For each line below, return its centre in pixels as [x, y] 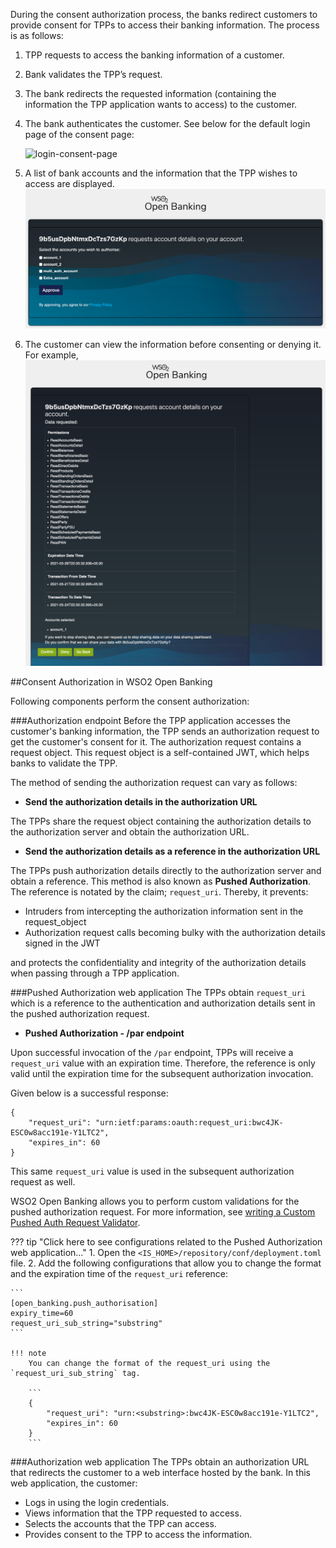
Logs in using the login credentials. [97, 1502]
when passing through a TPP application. [95, 973]
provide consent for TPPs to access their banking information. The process [165, 25]
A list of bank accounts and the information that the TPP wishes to [161, 173]
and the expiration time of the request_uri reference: [119, 1273]
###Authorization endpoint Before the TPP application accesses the [151, 720]
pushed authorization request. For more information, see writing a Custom [163, 1211]
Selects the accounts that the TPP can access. [120, 1523]
